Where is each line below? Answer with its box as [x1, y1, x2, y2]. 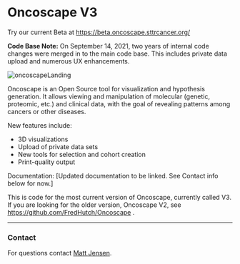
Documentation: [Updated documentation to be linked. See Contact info [7, 171, 219, 180]
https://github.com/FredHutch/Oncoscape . [7, 208, 135, 216]
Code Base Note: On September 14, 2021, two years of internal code [7, 41, 209, 50]
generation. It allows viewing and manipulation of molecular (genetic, [7, 92, 211, 101]
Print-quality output [17, 158, 76, 166]
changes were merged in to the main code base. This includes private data [7, 49, 227, 58]
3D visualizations [17, 135, 69, 143]
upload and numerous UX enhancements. [7, 56, 130, 65]
